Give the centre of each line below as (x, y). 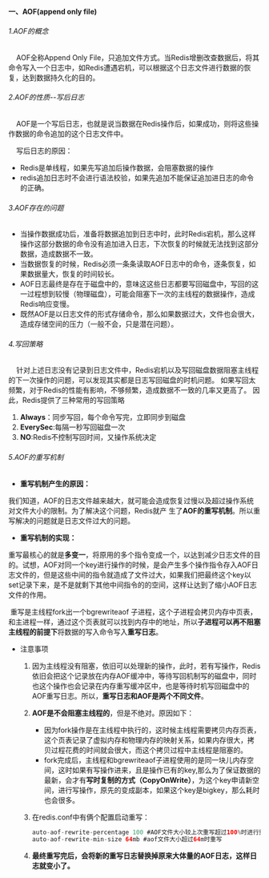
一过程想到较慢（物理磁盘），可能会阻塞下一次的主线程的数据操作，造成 (137, 294)
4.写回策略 (26, 344)
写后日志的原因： (44, 151)
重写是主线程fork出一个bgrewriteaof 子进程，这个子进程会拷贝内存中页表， (134, 611)
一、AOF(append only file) (53, 11)
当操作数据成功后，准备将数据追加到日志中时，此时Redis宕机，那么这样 (138, 234)
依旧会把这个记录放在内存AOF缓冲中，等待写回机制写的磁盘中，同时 (144, 675)
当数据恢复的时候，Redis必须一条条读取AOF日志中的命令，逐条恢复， (134, 264)
